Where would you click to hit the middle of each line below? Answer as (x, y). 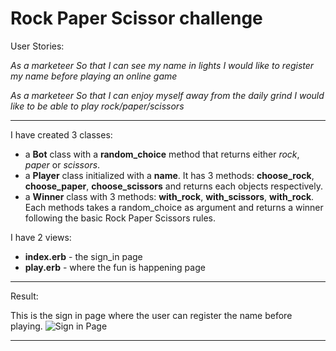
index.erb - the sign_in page (83, 256)
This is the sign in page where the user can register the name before (151, 315)
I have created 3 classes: (61, 134)
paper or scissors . (62, 164)
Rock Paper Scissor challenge (136, 18)
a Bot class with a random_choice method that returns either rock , (162, 154)
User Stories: (37, 46)
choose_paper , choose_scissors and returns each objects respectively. (174, 186)
